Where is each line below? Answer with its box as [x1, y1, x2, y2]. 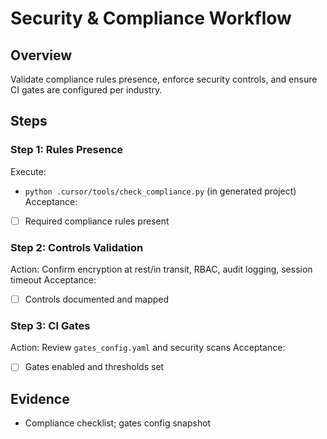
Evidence [10, 390, 70, 407]
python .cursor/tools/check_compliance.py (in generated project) [24, 185, 297, 197]
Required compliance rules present [24, 215, 170, 227]
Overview [10, 47, 73, 64]
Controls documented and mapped [24, 293, 170, 306]
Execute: [10, 165, 47, 177]
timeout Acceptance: [10, 274, 97, 286]
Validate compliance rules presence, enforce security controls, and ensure [10, 73, 318, 85]
